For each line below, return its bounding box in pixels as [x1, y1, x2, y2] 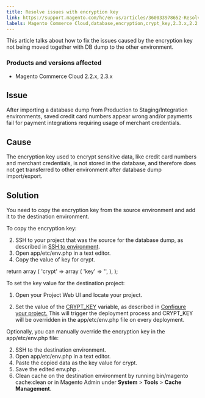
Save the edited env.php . [15, 366, 80, 373]
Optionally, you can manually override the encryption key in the [6, 328, 165, 335]
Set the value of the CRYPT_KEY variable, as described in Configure [15, 303, 186, 311]
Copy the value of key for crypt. [15, 256, 96, 263]
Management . [15, 385, 52, 393]
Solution [6, 190, 39, 201]
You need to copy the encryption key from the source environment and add [6, 207, 196, 214]
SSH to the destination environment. [15, 346, 107, 354]
